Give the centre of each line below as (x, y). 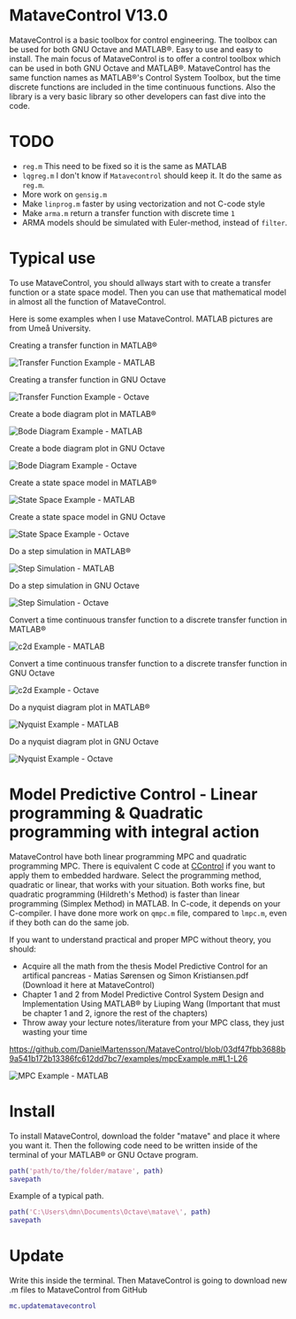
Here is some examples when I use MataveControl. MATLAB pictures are (141, 319)
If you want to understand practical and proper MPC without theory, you (140, 939)
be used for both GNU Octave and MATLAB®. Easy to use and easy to (136, 49)
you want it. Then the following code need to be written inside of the (133, 1145)
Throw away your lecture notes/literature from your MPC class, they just (153, 1022)
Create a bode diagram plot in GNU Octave (87, 448)
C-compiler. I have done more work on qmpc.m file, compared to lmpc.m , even (148, 913)
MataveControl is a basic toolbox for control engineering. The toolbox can (144, 40)
